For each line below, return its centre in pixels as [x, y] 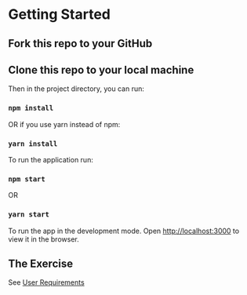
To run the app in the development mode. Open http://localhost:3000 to [124, 231]
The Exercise [40, 263]
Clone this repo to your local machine [101, 69]
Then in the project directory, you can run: [76, 89]
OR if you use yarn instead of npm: [64, 124]
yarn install [33, 144]
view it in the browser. [44, 239]
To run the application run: [51, 159]
